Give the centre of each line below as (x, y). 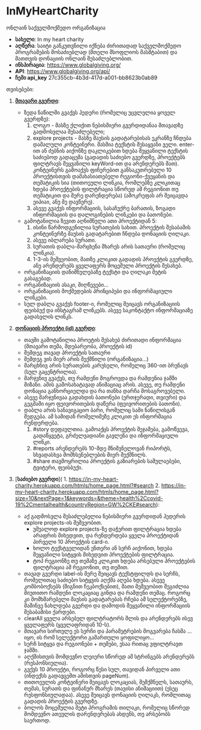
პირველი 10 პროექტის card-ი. (71, 541)
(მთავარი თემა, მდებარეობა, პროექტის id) (78, 346)
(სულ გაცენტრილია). (51, 372)
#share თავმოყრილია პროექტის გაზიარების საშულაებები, (107, 461)
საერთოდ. (37, 720)
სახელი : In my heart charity (49, 39)
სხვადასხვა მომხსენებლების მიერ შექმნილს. (90, 454)
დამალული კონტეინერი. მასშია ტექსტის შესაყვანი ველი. (105, 144)
